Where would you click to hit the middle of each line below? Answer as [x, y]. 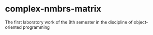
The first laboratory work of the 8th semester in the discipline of [69, 22]
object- [141, 22]
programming [36, 27]
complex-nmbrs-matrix [53, 9]
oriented [13, 27]
